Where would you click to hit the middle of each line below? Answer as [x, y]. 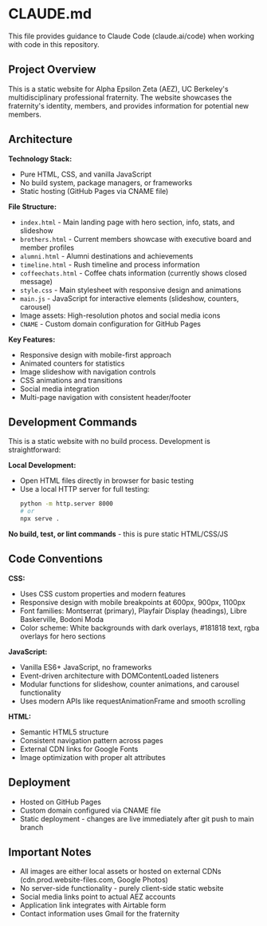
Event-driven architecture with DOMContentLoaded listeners [119, 675]
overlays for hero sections [63, 636]
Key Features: [32, 339]
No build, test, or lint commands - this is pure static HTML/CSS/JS [118, 534]
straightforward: [35, 450]
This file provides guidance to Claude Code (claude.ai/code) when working [132, 36]
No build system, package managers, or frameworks [106, 182]
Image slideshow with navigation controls [88, 371]
